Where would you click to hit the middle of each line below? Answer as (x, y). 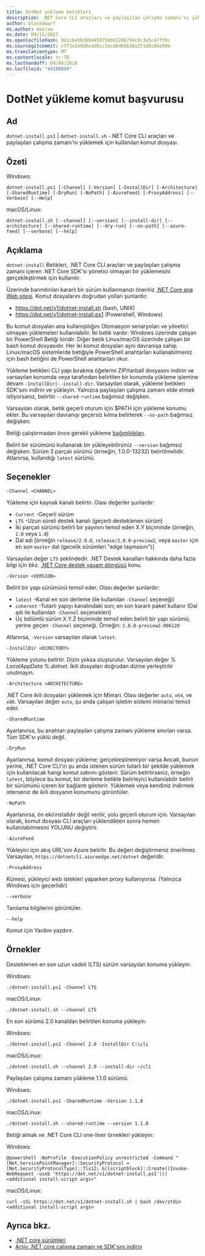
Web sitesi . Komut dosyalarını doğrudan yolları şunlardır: (77, 296)
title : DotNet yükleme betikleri (49, 12)
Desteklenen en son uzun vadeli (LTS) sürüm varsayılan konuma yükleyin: (99, 964)
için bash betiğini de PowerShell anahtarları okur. (68, 359)
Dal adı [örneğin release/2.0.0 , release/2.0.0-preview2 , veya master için (107, 540)
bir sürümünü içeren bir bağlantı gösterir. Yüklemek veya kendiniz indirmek (100, 785)
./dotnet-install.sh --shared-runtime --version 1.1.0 (77, 1124)
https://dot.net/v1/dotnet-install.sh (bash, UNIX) (75, 308)
